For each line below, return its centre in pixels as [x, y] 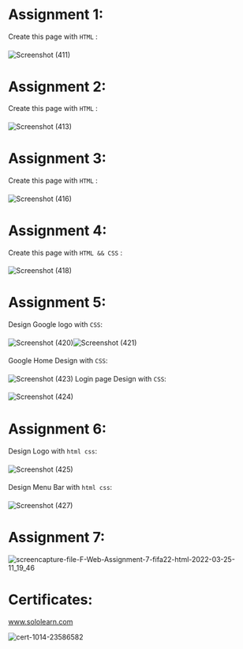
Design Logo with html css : [53, 451]
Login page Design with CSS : [121, 378]
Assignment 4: [58, 230]
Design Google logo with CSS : [56, 324]
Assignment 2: [57, 87]
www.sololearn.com [41, 621]
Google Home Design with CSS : [58, 361]
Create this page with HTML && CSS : [65, 252]
